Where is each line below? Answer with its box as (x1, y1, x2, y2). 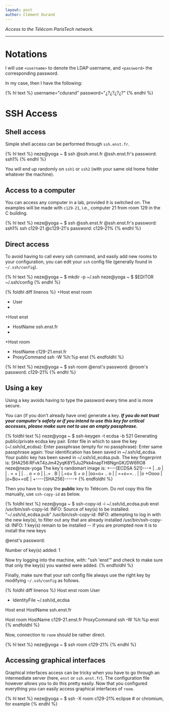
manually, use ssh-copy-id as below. (5, 491, 80, 497)
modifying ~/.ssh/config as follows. (5, 577, 80, 583)
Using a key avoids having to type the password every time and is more (5, 397, 153, 403)
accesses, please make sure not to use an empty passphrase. (5, 423, 138, 429)
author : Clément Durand (5, 12, 55, 17)
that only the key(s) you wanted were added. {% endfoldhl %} (5, 562, 134, 568)
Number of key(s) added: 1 (5, 547, 60, 553)
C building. (5, 210, 28, 216)
